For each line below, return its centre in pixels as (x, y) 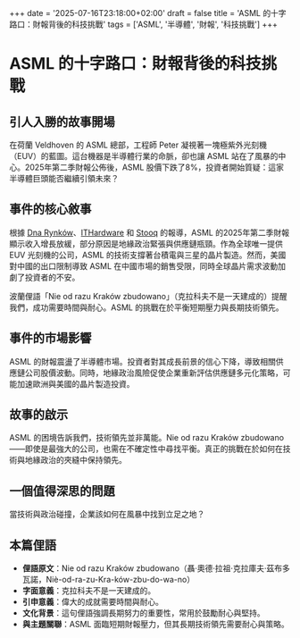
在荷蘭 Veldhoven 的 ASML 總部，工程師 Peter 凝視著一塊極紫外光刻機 (138, 145)
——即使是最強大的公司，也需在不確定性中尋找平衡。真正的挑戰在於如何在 (146, 449)
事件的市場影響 (50, 338)
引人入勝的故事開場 (62, 122)
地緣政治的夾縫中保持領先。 (75, 460)
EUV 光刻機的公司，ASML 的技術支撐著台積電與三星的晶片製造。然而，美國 (148, 255)
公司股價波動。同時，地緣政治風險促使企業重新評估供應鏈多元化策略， (154, 373)
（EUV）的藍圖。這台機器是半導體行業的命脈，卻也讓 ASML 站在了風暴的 (144, 156)
